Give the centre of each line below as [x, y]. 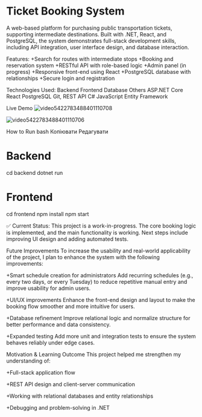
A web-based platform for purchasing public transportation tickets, [89, 28]
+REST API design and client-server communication [71, 384]
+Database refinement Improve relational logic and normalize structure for [98, 318]
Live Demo [20, 108]
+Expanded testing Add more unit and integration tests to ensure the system [101, 336]
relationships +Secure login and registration [61, 78]
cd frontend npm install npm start [48, 214]
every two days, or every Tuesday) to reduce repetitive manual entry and [97, 281]
